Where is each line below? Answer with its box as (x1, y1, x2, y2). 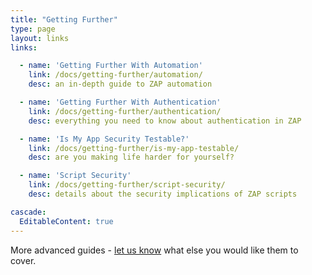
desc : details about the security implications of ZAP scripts (28, 189, 298, 199)
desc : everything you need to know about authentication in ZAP (28, 116, 302, 126)
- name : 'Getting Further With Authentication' (19, 97, 222, 107)
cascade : (10, 207, 47, 217)
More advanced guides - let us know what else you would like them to (10, 244, 299, 256)
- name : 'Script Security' (19, 171, 132, 181)
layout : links (10, 33, 70, 43)
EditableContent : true (19, 216, 114, 226)
